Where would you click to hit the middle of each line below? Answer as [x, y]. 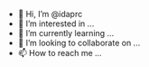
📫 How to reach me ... [60, 53]
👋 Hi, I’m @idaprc [50, 14]
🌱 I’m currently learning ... [66, 33]
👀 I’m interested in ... [56, 24]
